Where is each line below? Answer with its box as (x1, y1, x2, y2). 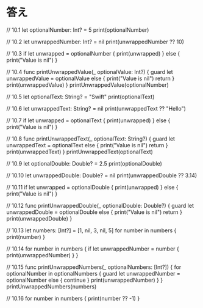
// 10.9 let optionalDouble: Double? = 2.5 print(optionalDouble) (6, 159, 163, 167)
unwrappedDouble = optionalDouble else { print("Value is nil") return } (6, 208, 183, 216)
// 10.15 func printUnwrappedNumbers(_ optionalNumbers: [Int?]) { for (6, 263, 182, 271)
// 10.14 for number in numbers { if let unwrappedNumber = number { (6, 245, 180, 252)
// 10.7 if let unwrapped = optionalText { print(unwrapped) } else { (6, 117, 171, 124)
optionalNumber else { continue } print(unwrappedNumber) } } (6, 276, 163, 284)
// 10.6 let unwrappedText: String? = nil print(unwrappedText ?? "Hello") (6, 105, 186, 112)
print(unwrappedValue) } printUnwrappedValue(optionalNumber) (6, 81, 169, 89)
